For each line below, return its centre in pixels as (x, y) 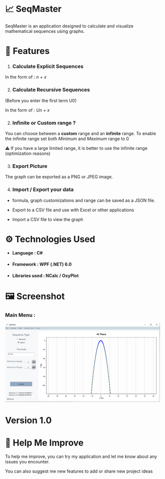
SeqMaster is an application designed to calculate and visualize (69, 26)
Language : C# (27, 253)
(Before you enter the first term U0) (41, 100)
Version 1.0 (28, 420)
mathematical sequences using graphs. (45, 31)
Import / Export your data (43, 190)
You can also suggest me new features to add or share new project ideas (79, 471)
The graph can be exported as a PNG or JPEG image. (59, 177)
